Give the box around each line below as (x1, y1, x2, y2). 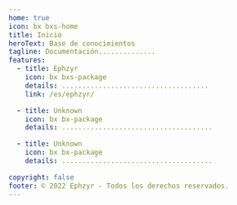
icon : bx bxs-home (8, 22, 78, 31)
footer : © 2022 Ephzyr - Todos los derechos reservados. (8, 181, 230, 190)
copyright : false (8, 172, 75, 182)
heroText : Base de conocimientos (8, 38, 136, 48)
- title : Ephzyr (16, 65, 78, 74)
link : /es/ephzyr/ (25, 89, 95, 98)
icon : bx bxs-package (25, 73, 107, 82)
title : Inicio (8, 30, 63, 39)
